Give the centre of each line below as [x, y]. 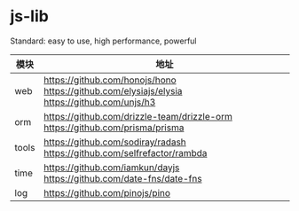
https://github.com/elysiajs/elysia [113, 90]
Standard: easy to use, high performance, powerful [104, 41]
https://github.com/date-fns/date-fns [123, 178]
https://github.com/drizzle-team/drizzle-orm [138, 116]
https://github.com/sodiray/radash [115, 142]
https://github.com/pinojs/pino [107, 192]
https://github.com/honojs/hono [110, 80]
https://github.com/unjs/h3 [100, 102]
